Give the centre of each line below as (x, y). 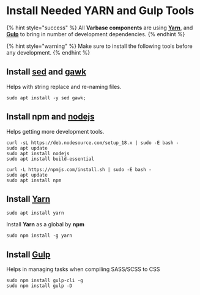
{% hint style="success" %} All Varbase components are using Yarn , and (100, 28)
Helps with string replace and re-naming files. (64, 86)
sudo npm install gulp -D (39, 286)
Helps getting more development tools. (55, 131)
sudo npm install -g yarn (39, 236)
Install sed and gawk (46, 72)
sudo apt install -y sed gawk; (46, 98)
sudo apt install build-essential (50, 159)
